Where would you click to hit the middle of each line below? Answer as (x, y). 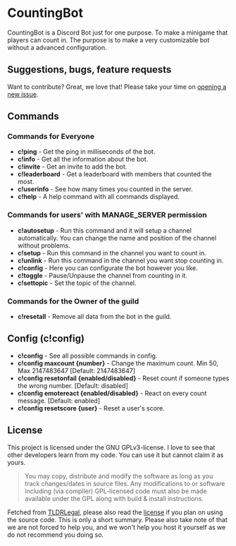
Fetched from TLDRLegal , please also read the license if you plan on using (115, 512)
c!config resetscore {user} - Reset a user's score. (91, 408)
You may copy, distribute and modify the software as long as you (119, 476)
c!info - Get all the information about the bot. (83, 159)
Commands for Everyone (51, 137)
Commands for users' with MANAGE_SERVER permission (107, 215)
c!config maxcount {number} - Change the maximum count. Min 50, (118, 363)
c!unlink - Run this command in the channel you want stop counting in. (120, 260)
